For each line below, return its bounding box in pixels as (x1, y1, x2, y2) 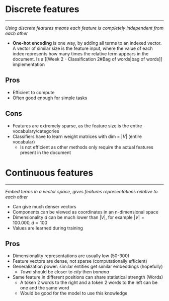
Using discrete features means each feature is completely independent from (5, 25, 164, 31)
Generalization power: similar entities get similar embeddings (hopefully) (12, 263, 163, 270)
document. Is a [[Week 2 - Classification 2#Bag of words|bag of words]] (12, 56, 162, 62)
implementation (12, 61, 45, 67)
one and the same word (20, 285, 69, 291)
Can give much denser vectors (12, 203, 76, 209)
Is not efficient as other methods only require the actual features (20, 144, 153, 150)
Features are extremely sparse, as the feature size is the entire (12, 122, 142, 129)
